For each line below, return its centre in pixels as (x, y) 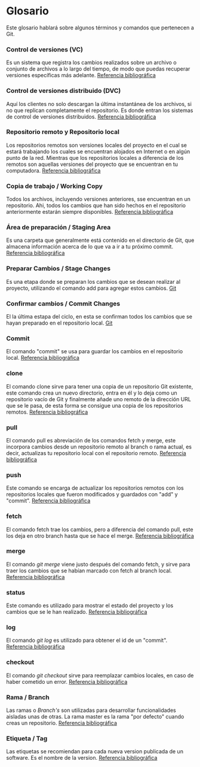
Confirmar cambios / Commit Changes (63, 304)
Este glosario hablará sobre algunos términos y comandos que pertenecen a (100, 28)
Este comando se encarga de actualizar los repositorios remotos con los (95, 488)
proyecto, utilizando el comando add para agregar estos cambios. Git (91, 288)
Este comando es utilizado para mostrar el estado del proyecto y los (90, 605)
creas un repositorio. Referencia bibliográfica (62, 723)
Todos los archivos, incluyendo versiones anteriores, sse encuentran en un (99, 199)
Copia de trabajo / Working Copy (55, 186)
